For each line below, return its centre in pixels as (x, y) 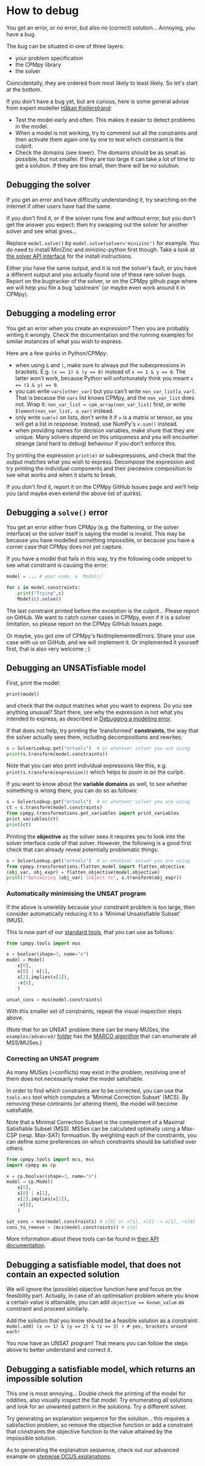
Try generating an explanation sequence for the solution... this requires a (98, 1419)
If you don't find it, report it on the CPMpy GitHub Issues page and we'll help (102, 486)
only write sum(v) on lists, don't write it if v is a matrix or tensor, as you (104, 417)
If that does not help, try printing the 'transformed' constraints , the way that (102, 730)
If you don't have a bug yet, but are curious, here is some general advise (98, 101)
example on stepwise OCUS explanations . (59, 1457)
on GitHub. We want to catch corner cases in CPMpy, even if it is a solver (99, 617)
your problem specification (49, 58)
